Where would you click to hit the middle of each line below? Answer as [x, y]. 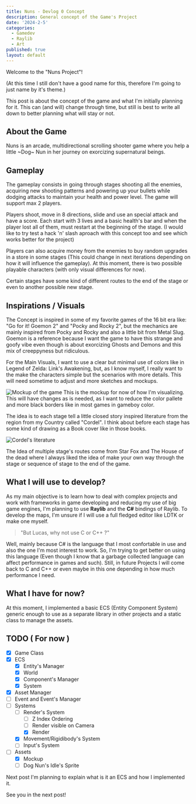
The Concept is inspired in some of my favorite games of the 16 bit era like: [97, 320]
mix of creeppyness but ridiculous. [48, 351]
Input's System [41, 745]
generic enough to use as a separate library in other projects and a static [94, 614]
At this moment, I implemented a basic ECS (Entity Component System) [92, 608]
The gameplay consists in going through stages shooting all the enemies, [94, 185]
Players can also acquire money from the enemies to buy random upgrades [97, 251]
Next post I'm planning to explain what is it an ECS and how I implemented [96, 777]
